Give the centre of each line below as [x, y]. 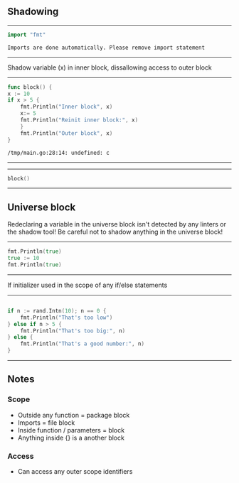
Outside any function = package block [74, 415]
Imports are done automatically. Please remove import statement [106, 48]
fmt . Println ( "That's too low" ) [67, 318]
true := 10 [23, 259]
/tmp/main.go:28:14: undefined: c [59, 153]
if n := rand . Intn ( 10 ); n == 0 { [57, 311]
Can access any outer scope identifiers [75, 471]
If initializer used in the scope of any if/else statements [87, 285]
